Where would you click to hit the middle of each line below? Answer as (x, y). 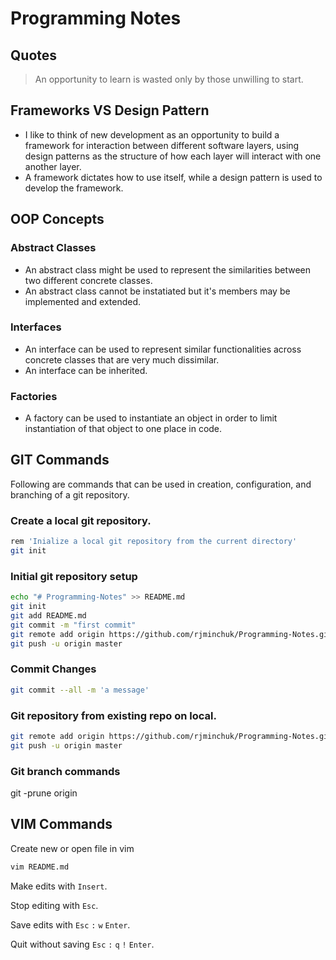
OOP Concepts (57, 219)
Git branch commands (65, 771)
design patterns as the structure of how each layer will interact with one (173, 156)
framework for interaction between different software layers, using (162, 145)
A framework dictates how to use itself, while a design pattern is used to (173, 177)
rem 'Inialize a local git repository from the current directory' (154, 542)
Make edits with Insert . (59, 886)
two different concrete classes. (88, 280)
